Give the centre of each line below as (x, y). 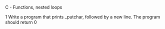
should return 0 (21, 22)
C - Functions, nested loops (34, 7)
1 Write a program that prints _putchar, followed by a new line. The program (83, 17)
